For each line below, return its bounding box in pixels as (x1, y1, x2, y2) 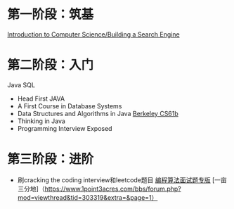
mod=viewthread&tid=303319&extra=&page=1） (17, 193, 158, 201)
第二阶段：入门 (7, 57, 94, 73)
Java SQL (7, 80, 35, 89)
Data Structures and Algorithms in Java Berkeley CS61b (17, 109, 179, 118)
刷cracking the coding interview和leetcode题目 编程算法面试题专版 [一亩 (17, 175, 227, 184)
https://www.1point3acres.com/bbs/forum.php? (44, 184, 181, 193)
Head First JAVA (17, 94, 65, 103)
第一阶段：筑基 (7, 6, 94, 23)
